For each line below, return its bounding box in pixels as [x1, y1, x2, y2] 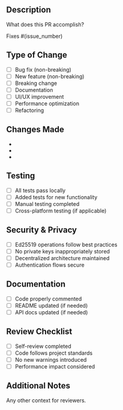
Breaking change [14, 79, 58, 87]
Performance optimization [14, 99, 80, 107]
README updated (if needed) [14, 302, 88, 309]
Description [6, 5, 51, 15]
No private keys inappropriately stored [14, 247, 110, 255]
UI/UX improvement [14, 93, 64, 100]
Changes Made [6, 125, 64, 135]
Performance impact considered [14, 363, 95, 370]
